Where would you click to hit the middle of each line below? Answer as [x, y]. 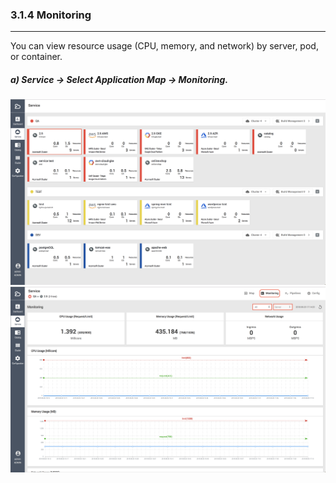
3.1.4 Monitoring [51, 15]
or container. [36, 57]
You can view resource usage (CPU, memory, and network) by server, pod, [164, 46]
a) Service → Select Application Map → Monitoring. [119, 79]
